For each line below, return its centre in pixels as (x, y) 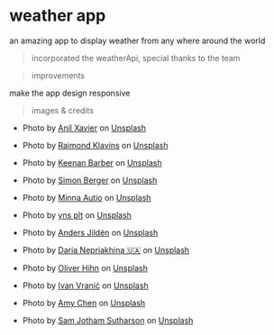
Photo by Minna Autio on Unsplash (87, 197)
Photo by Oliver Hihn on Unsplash (85, 267)
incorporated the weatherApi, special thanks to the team (136, 58)
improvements (58, 75)
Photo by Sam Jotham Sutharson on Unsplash (108, 320)
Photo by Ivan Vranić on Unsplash (85, 285)
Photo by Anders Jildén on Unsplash (90, 232)
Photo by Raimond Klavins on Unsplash (95, 145)
